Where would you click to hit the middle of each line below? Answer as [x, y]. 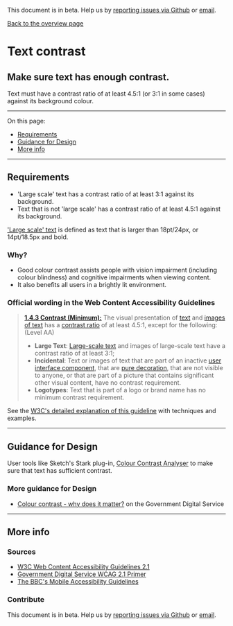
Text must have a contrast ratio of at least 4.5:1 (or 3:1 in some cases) [106, 94]
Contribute [26, 600]
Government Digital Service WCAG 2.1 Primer [82, 574]
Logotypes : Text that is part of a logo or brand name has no [120, 390]
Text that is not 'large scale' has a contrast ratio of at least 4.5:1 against [119, 209]
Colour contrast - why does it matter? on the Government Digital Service [120, 504]
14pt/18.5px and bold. [38, 237]
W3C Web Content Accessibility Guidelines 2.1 [84, 567]
